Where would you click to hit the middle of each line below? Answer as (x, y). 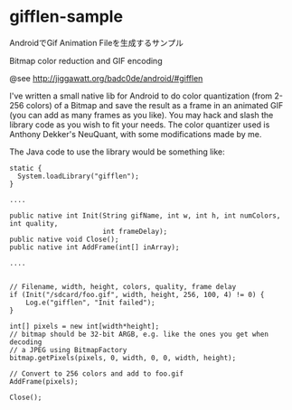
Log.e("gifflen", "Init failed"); (90, 303)
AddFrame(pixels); (44, 381)
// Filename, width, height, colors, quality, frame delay (123, 286)
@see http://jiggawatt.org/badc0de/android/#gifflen (106, 78)
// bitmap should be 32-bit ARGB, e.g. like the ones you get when (139, 334)
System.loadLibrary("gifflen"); (79, 176)
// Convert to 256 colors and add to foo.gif (96, 373)
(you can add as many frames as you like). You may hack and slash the (141, 115)
